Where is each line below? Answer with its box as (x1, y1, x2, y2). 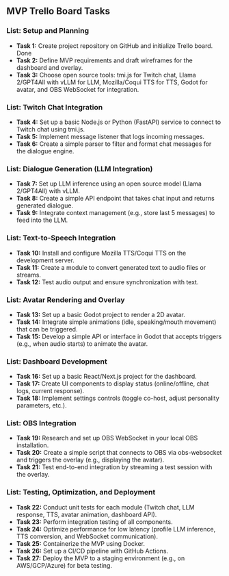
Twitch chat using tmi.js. (16, 125, 85, 133)
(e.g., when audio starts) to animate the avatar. (16, 339, 148, 348)
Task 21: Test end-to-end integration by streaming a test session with (16, 463, 213, 471)
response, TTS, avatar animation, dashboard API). (16, 510, 157, 518)
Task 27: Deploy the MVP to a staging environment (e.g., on (16, 554, 185, 562)
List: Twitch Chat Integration (6, 102, 103, 112)
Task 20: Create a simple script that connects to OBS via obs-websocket (16, 449, 222, 457)
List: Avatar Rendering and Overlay (6, 295, 125, 304)
